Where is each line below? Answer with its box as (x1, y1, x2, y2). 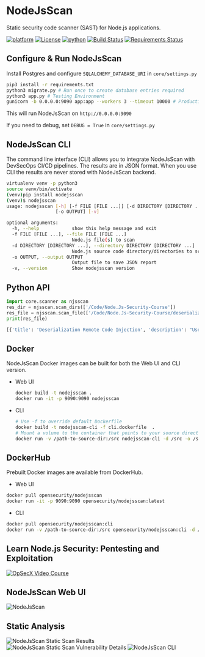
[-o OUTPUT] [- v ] (55, 209, 99, 215)
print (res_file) (6, 316, 48, 322)
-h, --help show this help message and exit (12, 226, 157, 232)
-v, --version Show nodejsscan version (12, 265, 135, 272)
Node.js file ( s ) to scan (71, 237, 135, 243)
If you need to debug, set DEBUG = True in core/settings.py (6, 122, 156, 129)
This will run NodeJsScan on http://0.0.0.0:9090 (6, 109, 132, 117)
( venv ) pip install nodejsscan (6, 191, 84, 198)
